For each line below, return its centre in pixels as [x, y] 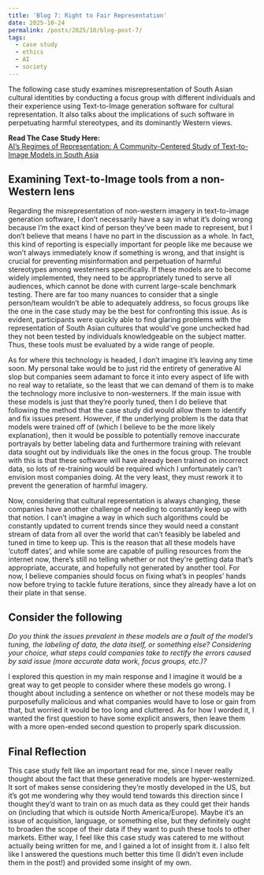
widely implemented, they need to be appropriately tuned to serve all [120, 277]
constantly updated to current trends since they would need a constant [123, 525]
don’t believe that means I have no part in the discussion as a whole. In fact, [131, 235]
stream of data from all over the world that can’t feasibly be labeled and [124, 534]
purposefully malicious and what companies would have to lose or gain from [132, 702]
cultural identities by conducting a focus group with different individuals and [132, 97]
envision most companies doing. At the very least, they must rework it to [125, 476]
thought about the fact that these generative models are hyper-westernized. [132, 779]
